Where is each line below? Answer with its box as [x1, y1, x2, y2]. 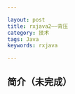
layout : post [7, 16, 46, 23]
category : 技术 [7, 29, 50, 36]
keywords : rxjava [7, 42, 58, 49]
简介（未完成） [7, 76, 72, 88]
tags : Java [7, 36, 39, 42]
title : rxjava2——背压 [7, 22, 69, 30]
